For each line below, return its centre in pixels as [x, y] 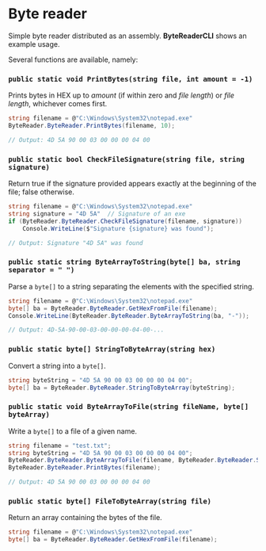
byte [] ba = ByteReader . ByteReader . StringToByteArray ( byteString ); [122, 388]
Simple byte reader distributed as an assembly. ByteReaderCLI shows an [127, 36]
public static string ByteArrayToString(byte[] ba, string [124, 262]
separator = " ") [42, 270]
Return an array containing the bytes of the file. [85, 518]
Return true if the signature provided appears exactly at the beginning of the [133, 184]
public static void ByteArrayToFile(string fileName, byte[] [129, 407]
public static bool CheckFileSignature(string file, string [127, 159]
